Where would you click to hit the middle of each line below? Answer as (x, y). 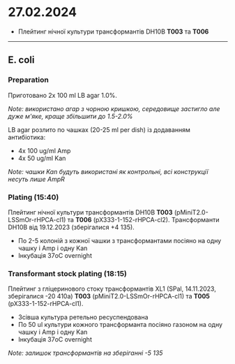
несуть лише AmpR (36, 179)
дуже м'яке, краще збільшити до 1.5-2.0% (70, 116)
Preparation (29, 80)
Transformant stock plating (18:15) (68, 273)
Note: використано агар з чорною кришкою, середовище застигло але (114, 108)
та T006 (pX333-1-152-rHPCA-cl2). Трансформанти (143, 219)
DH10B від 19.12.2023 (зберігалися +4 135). (71, 227)
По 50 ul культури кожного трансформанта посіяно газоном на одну (120, 325)
